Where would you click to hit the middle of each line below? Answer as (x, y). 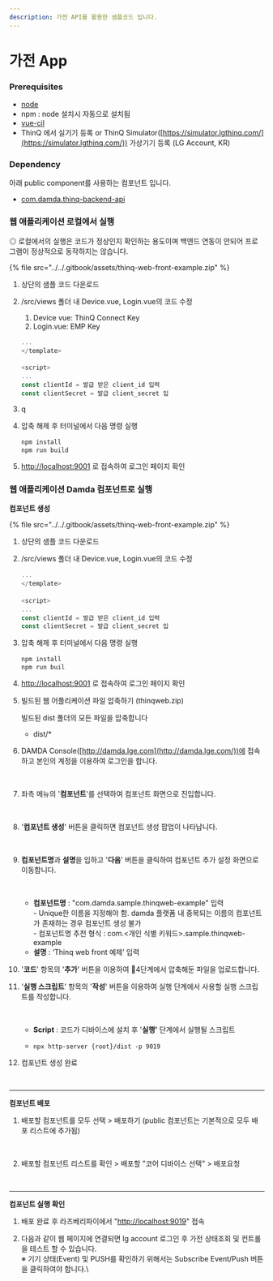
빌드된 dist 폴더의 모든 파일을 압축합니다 (84, 718)
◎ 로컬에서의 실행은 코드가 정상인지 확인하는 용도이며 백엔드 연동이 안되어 (126, 241)
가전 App (38, 60)
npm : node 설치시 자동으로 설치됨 (75, 114)
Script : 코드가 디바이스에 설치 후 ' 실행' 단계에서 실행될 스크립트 (134, 1030)
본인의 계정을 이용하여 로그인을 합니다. (97, 761)
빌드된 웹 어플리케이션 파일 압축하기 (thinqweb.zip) (102, 701)
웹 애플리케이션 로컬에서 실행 (62, 221)
